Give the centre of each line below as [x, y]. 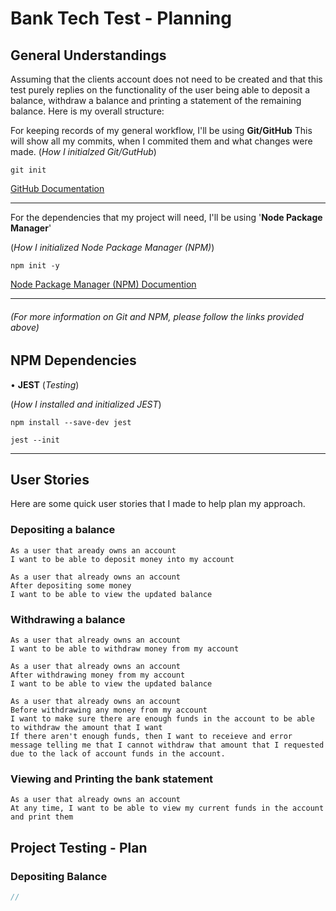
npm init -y [35, 266]
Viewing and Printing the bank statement [112, 779]
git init [28, 170]
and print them [42, 817]
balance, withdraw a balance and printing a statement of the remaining [156, 100]
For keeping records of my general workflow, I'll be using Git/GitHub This [161, 130]
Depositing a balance [63, 530]
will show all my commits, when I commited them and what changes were [161, 141]
